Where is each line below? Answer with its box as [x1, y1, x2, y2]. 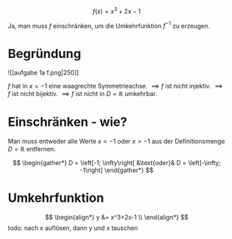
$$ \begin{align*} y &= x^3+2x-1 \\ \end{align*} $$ [45, 213, 188, 222]
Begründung [8, 46, 81, 61]
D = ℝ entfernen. [8, 145, 56, 153]
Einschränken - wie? [8, 114, 128, 130]
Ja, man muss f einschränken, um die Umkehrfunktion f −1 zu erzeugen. [8, 20, 210, 30]
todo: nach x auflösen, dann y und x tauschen [8, 224, 138, 232]
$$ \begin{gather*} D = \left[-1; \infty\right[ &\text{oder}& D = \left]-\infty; [12, 159, 221, 167]
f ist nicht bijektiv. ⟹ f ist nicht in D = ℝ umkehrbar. [8, 90, 157, 98]
